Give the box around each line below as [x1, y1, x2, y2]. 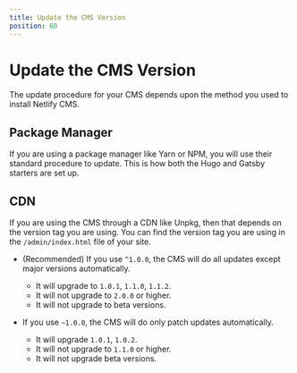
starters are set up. [9, 167, 80, 179]
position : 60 [9, 21, 58, 30]
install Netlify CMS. [9, 99, 81, 110]
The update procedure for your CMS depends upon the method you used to [9, 89, 289, 100]
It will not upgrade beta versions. [35, 353, 157, 364]
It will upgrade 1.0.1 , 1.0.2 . [35, 335, 138, 345]
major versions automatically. [21, 263, 131, 274]
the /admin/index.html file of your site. [9, 236, 152, 247]
